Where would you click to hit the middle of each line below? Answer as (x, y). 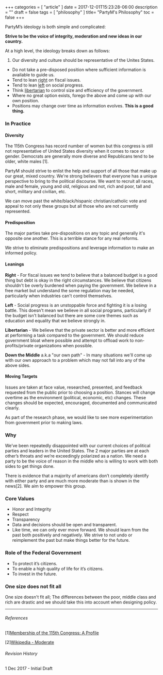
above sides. (18, 365)
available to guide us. (33, 75)
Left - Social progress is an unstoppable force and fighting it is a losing (76, 305)
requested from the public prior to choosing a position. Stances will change (80, 392)
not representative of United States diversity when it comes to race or (75, 151)
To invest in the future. (34, 574)
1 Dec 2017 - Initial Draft (29, 669)
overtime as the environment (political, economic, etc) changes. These (76, 397)
